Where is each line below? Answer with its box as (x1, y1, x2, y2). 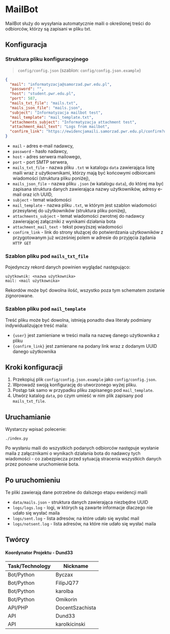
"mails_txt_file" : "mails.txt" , (10, 101, 78, 106)
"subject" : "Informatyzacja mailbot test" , (10, 110, 103, 115)
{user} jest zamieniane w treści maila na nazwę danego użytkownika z (12, 332, 160, 338)
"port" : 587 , (10, 96, 37, 101)
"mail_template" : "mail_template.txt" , (10, 115, 94, 120)
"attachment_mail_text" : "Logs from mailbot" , (10, 124, 110, 129)
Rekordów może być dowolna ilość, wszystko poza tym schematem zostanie (5, 287, 165, 293)
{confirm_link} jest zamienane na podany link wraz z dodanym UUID (12, 343, 157, 349)
